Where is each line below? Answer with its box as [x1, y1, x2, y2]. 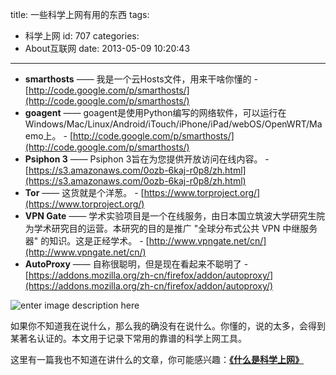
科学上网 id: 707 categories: [24, 30, 140, 42]
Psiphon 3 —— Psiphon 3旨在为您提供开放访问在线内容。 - [24, 153, 270, 165]
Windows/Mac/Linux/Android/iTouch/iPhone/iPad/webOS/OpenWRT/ [24, 118, 310, 130]
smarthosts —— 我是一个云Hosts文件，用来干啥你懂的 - [24, 73, 258, 85]
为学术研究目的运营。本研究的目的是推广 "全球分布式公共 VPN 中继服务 [24, 223, 318, 234]
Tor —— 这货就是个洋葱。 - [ [24, 187, 145, 198]
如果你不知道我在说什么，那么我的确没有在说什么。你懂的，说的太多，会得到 [10, 320, 326, 332]
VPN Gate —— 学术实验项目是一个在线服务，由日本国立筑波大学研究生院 [24, 210, 326, 222]
